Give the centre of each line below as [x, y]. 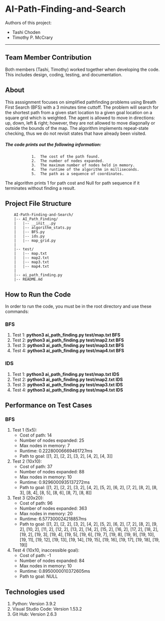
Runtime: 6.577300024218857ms [53, 519]
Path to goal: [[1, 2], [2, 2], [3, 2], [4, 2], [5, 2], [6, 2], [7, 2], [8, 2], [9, [89, 524]
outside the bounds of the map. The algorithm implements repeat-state [77, 128]
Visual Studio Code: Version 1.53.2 [47, 609]
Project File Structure [38, 203]
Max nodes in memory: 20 [46, 514]
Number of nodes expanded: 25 [52, 440]
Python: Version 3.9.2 [34, 604]
